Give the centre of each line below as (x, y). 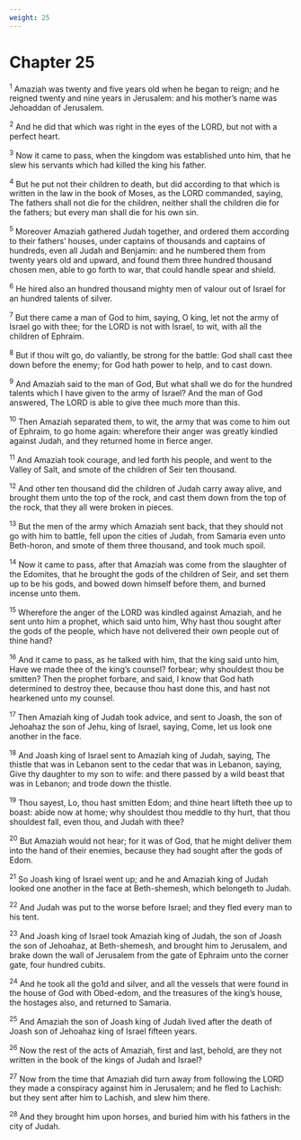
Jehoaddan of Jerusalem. (57, 108)
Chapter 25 (52, 62)
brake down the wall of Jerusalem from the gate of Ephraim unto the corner (149, 955)
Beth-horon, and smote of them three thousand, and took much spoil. (138, 546)
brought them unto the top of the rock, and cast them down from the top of (148, 498)
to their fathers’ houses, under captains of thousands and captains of (137, 240)
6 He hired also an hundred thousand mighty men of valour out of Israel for (147, 287)
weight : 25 (30, 18)
